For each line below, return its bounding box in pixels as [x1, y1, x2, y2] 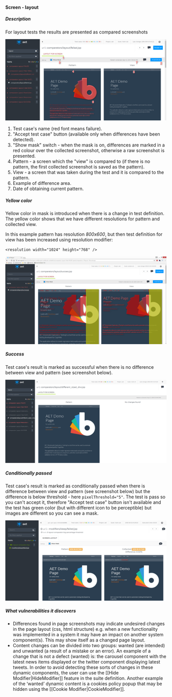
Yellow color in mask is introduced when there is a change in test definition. [5, 211, 165, 216]
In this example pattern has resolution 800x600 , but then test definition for [5, 231, 163, 237]
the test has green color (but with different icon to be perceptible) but [5, 504, 152, 511]
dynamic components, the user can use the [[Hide [12, 669, 119, 675]
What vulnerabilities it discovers [5, 608, 76, 614]
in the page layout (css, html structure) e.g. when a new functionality [12, 626, 158, 632]
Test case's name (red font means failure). [12, 126, 102, 132]
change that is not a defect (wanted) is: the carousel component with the [12, 653, 166, 660]
